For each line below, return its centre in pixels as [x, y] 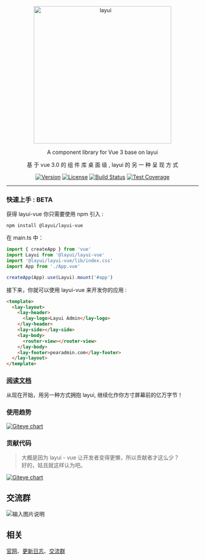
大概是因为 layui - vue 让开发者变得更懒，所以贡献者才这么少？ [100, 457]
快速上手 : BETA [30, 200]
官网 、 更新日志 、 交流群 [36, 551]
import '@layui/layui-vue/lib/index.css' [60, 261]
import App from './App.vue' [43, 266]
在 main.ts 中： [25, 238]
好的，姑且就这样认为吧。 [53, 465]
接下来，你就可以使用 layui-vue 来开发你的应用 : [67, 289]
